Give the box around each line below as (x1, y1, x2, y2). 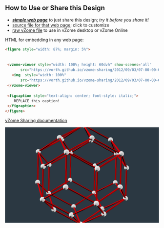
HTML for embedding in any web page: (5, 37, 84, 43)
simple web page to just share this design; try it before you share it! (12, 17, 149, 23)
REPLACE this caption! (14, 98, 60, 103)
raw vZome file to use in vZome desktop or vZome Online (12, 27, 128, 33)
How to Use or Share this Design (5, 4, 105, 12)
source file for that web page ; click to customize (12, 22, 110, 28)
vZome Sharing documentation (5, 117, 67, 124)
